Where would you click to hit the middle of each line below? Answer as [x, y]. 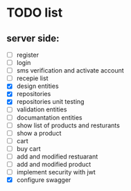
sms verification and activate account [70, 71]
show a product [39, 133]
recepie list [32, 78]
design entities [38, 86]
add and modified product [54, 164]
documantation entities [49, 117]
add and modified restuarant [57, 156]
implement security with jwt [56, 172]
